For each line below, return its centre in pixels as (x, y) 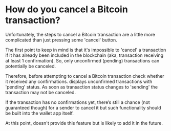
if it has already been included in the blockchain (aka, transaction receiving (84, 55)
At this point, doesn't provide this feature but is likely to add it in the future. (84, 123)
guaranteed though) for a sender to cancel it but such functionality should (83, 107)
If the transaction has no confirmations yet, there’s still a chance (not (78, 102)
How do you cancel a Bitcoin (67, 9)
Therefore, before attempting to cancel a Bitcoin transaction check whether (85, 76)
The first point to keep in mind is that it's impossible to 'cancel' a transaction (86, 50)
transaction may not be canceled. (40, 92)
